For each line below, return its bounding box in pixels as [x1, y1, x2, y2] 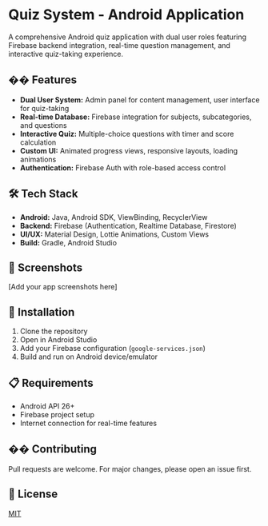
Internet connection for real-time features [19, 418, 158, 428]
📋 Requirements [8, 376, 94, 389]
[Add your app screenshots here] [8, 282, 118, 292]
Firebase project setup [19, 410, 94, 419]
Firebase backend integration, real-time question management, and [8, 40, 230, 50]
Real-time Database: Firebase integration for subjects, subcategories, [19, 112, 252, 122]
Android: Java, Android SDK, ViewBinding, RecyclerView [19, 212, 208, 221]
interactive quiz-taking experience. [8, 49, 124, 58]
